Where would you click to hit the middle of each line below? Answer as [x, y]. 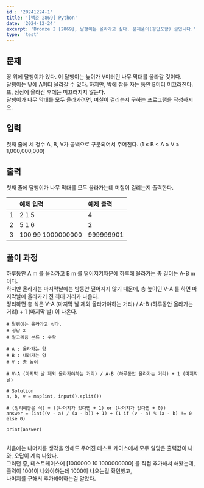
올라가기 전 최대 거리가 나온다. [63, 296]
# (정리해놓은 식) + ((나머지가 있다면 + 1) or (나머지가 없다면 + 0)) [86, 408]
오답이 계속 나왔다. [36, 456]
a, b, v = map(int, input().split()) [54, 396]
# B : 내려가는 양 [26, 356]
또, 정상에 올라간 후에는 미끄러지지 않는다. [56, 91]
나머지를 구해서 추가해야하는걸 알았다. [51, 479]
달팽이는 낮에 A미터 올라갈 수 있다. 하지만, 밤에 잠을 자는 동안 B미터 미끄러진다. [100, 84]
